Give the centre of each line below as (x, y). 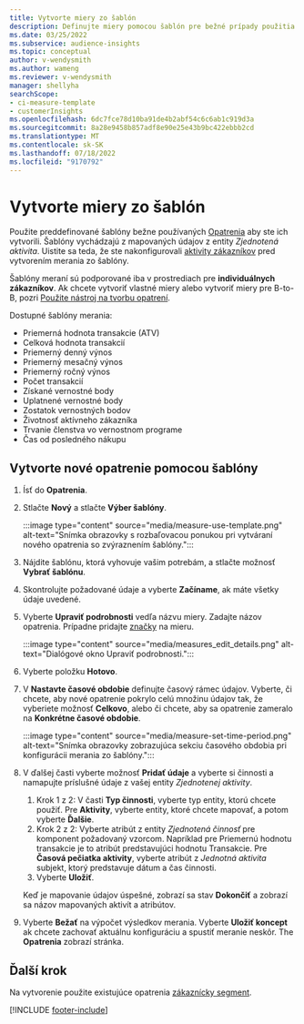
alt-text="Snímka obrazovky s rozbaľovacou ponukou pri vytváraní (147, 535)
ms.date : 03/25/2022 (49, 35)
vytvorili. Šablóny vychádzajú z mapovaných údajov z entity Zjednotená (144, 241)
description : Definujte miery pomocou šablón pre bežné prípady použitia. (154, 26)
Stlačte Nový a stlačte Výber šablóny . (94, 508)
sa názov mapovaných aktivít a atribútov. (99, 905)
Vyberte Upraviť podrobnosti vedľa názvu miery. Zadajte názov (142, 617)
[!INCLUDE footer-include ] (59, 1010)
